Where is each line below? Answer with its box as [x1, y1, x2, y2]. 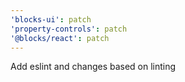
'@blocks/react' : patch [10, 33, 110, 43]
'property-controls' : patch [10, 24, 128, 34]
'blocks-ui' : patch [10, 14, 92, 25]
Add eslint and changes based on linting [10, 61, 177, 73]
